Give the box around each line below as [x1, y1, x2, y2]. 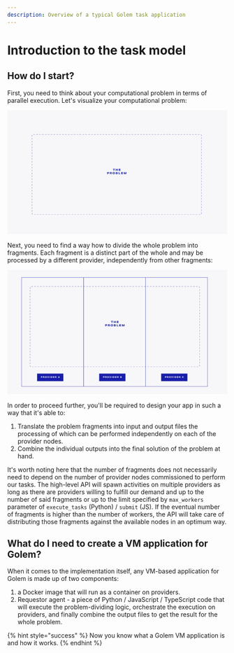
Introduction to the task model [7, 42, 187, 58]
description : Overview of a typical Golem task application [7, 11, 187, 18]
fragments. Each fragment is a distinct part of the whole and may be [7, 248, 204, 257]
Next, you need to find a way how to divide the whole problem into [7, 241, 198, 250]
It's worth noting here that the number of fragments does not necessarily [7, 465, 217, 474]
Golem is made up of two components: [7, 575, 119, 583]
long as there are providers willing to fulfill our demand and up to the [7, 487, 205, 496]
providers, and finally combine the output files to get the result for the [17, 610, 218, 619]
